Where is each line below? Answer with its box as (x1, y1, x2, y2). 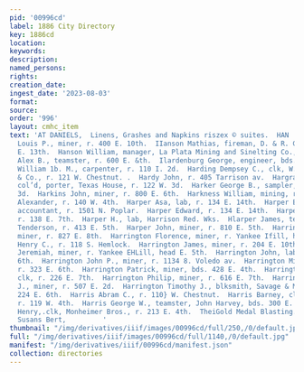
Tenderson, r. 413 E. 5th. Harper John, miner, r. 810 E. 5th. (17, 223, 265, 232)
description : (9, 55, 59, 64)
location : (9, 38, 47, 48)
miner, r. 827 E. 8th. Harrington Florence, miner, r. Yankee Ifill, (17, 231, 290, 240)
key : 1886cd (9, 30, 54, 39)
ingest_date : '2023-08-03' (9, 88, 111, 98)
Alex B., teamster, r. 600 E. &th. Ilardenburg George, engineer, (17, 155, 278, 165)
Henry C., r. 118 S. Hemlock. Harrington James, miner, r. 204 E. (17, 240, 278, 249)
